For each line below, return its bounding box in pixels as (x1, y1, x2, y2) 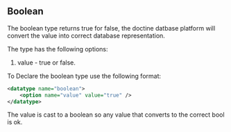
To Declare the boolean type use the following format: (7, 72, 162, 80)
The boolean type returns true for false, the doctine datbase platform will (7, 24, 216, 32)
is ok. (7, 118, 23, 126)
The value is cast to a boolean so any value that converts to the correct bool (7, 110, 225, 119)
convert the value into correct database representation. (7, 31, 165, 40)
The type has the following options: (7, 44, 108, 53)
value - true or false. (17, 58, 76, 67)
